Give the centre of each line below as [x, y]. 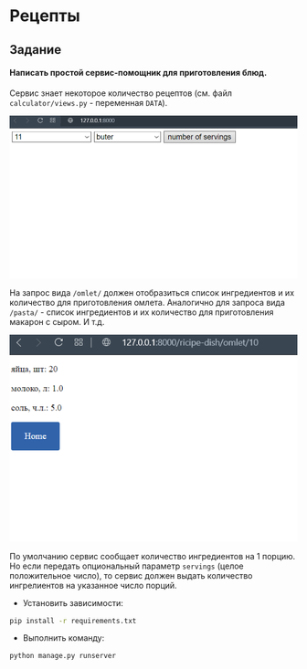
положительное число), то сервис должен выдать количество [131, 575]
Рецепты [45, 16]
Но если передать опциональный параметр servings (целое [127, 566]
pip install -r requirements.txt [73, 621]
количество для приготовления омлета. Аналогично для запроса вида [148, 303]
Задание [36, 50]
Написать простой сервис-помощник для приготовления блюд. [138, 73]
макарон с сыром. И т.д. [57, 322]
